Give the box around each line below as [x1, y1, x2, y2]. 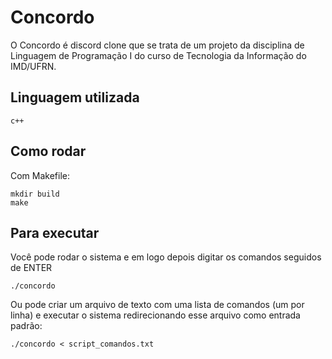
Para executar [10, 224, 100, 241]
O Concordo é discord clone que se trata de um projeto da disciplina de [10, 39, 305, 51]
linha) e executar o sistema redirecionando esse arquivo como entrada [10, 309, 301, 321]
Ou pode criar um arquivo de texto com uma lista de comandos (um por [10, 299, 305, 311]
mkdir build [10, 189, 60, 199]
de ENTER [10, 262, 53, 274]
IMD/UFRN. [10, 60, 57, 72]
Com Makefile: [10, 169, 71, 181]
